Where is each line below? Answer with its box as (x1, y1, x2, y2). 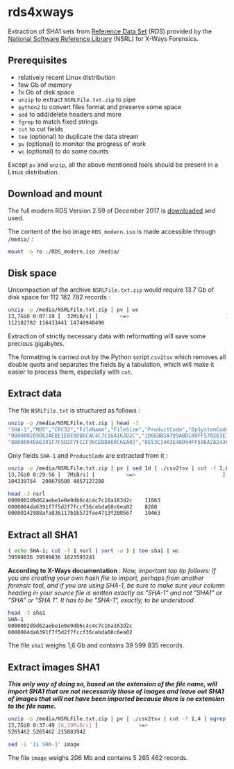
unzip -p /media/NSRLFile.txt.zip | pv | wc (8, 306, 139, 313)
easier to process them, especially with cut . (8, 367, 133, 376)
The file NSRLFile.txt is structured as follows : (8, 406, 141, 414)
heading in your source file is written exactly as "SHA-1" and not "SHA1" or (8, 588, 222, 597)
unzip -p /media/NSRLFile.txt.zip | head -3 (8, 420, 139, 427)
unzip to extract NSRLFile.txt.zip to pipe (17, 95, 136, 104)
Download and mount (8, 188, 103, 200)
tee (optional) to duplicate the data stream (17, 132, 139, 140)
